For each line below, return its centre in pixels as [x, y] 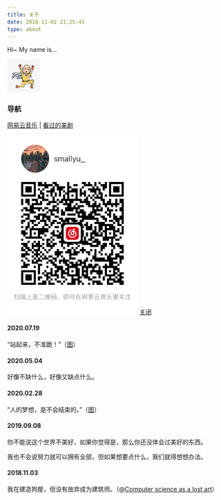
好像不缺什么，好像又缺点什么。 [52, 377]
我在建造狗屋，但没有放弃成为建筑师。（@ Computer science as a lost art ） [113, 489]
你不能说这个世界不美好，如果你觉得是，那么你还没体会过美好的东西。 [107, 442]
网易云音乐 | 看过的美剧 [40, 125]
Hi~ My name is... [32, 50]
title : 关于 [23, 15]
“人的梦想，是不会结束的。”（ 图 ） [54, 409]
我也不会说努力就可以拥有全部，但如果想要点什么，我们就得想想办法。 [107, 456]
